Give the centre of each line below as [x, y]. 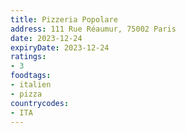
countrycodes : [40, 103]
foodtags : [31, 76]
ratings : [28, 57]
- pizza [26, 94]
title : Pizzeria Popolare [64, 19]
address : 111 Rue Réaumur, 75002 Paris [93, 29]
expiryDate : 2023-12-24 [60, 47]
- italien [31, 85]
